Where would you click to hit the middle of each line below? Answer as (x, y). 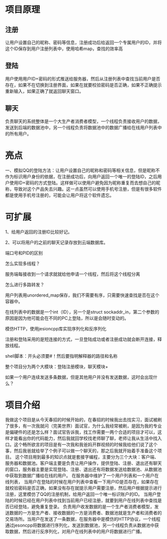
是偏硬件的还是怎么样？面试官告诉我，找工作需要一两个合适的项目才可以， (81, 432)
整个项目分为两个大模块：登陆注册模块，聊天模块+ (57, 366)
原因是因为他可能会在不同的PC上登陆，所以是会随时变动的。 (67, 318)
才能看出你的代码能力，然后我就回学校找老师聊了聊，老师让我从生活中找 (83, 438)
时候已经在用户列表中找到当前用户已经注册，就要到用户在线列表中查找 (85, 500)
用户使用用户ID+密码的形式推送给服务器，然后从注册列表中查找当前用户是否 (83, 78)
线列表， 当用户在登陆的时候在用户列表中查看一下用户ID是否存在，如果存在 (82, 482)
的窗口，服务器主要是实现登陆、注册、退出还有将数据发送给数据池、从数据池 (83, 469)
